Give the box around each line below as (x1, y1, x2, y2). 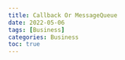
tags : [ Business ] (8, 26, 65, 34)
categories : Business (8, 33, 79, 41)
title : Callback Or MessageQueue (8, 11, 118, 19)
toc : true (8, 41, 41, 48)
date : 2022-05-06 (8, 19, 65, 26)
